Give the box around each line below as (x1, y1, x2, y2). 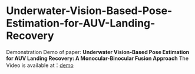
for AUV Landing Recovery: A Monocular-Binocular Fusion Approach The (6, 55, 189, 62)
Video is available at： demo (6, 62, 74, 69)
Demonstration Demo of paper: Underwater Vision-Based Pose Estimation (6, 48, 190, 55)
